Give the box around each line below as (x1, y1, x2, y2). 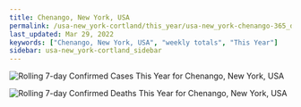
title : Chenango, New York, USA (9, 12, 130, 22)
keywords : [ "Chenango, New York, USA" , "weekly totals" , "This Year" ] (9, 37, 279, 47)
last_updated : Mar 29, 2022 (9, 29, 115, 38)
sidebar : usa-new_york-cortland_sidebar (9, 46, 163, 55)
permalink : (9, 21, 50, 30)
